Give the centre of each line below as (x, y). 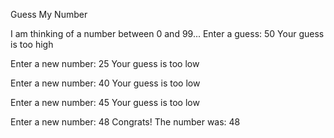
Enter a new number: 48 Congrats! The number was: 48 (125, 122)
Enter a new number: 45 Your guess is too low (105, 102)
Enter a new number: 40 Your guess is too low (105, 83)
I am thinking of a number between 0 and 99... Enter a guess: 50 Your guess (167, 33)
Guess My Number (49, 14)
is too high (32, 44)
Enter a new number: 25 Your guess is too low (105, 63)
